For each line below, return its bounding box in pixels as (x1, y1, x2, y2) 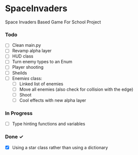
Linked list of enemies (19, 81, 64, 87)
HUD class (12, 53, 34, 59)
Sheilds (12, 70, 27, 76)
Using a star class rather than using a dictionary (12, 144, 108, 150)
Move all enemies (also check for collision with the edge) (19, 86, 134, 92)
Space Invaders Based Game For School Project (5, 19, 101, 25)
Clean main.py (12, 42, 41, 48)
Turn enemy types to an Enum (12, 59, 73, 65)
